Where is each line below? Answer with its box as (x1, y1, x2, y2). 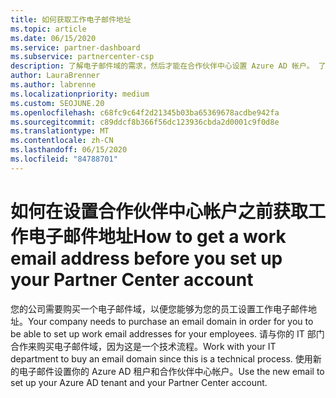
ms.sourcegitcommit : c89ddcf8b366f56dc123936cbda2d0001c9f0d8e (10, 117, 280, 127)
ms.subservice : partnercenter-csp (10, 52, 155, 62)
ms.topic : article (10, 24, 87, 34)
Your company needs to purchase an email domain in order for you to (28, 315, 314, 327)
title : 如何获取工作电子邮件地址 (10, 14, 132, 25)
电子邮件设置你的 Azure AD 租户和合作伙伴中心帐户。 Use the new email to (18, 365, 325, 377)
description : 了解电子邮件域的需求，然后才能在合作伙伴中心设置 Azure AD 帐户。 (10, 61, 315, 71)
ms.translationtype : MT (10, 126, 110, 136)
